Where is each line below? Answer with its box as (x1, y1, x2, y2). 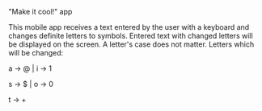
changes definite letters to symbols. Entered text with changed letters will (8, 31, 253, 40)
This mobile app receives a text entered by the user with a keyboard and (8, 23, 250, 31)
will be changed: (8, 48, 64, 57)
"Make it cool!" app (8, 7, 73, 16)
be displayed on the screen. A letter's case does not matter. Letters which (8, 39, 255, 49)
